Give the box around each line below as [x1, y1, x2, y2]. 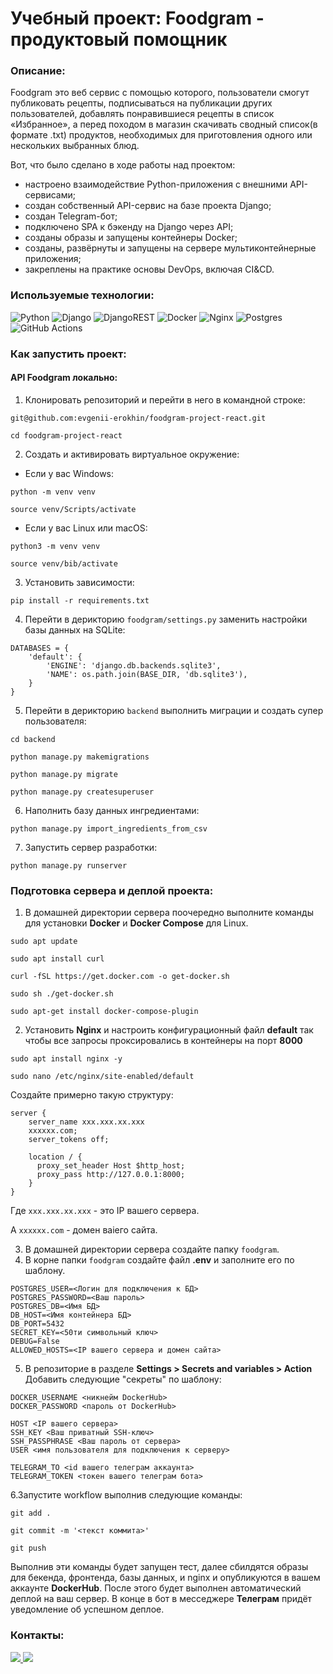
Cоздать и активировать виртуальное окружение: [24, 448, 240, 460]
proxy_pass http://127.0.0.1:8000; [36, 1170, 186, 1180]
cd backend [10, 734, 56, 744]
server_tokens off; [28, 1135, 110, 1145]
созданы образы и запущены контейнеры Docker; [24, 232, 238, 244]
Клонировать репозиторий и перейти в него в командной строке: [24, 393, 306, 406]
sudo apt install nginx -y [10, 1054, 123, 1064]
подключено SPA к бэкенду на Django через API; [24, 221, 234, 233]
